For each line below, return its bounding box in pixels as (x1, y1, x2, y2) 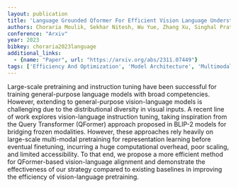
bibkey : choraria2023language (7, 43, 97, 50)
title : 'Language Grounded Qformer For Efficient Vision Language (7, 17, 208, 24)
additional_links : (7, 50, 62, 57)
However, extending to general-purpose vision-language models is (7, 97, 203, 106)
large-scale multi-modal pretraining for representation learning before (7, 135, 211, 143)
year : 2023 (7, 37, 40, 44)
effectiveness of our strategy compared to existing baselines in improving (7, 165, 222, 173)
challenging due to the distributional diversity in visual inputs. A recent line (7, 105, 225, 113)
